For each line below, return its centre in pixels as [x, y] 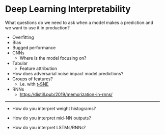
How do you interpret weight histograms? [54, 108]
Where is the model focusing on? [53, 58]
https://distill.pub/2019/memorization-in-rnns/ [66, 94]
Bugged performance [34, 47]
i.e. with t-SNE [34, 84]
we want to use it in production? [38, 27]
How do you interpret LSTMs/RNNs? [49, 127]
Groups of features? [32, 79]
